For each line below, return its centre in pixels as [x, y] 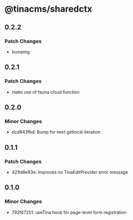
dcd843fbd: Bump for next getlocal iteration [56, 132]
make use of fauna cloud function [45, 92]
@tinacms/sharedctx [48, 9]
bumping [21, 52]
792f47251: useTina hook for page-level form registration [69, 212]
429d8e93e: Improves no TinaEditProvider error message [70, 172]
